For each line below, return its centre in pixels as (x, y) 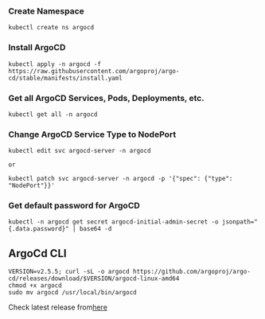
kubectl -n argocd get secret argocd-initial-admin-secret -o (113, 222)
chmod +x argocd (35, 286)
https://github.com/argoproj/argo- (191, 272)
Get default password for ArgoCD (74, 206)
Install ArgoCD (37, 48)
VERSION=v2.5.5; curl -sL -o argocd (69, 272)
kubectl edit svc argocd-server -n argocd (80, 151)
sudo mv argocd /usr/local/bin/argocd (72, 293)
